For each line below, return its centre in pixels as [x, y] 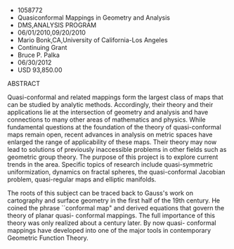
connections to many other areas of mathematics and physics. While [106, 120]
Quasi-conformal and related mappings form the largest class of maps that [115, 97]
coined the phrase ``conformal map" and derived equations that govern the [116, 208]
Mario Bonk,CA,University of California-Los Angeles [92, 40]
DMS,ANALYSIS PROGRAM [57, 25]
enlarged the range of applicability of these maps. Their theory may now [112, 142]
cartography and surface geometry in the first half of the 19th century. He [114, 200]
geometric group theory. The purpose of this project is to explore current [113, 157]
